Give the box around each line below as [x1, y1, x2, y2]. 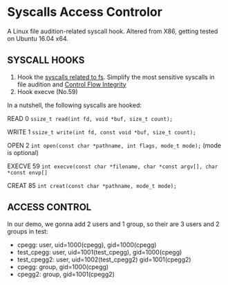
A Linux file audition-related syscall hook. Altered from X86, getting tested [7, 27, 218, 35]
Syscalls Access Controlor [7, 4, 162, 20]
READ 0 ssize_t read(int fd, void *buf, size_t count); [7, 114, 173, 122]
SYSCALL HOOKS [7, 55, 85, 66]
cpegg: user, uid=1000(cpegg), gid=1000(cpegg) [17, 240, 157, 249]
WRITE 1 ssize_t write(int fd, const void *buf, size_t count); [7, 127, 197, 136]
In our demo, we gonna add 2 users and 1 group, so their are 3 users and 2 [7, 219, 220, 228]
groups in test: [7, 227, 48, 235]
